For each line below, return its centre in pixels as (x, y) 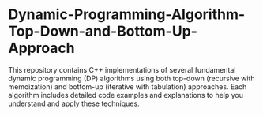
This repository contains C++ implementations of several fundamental (122, 69)
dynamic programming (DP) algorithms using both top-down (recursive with (131, 78)
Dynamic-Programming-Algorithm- (127, 15)
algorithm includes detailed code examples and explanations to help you (126, 95)
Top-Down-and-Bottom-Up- (103, 31)
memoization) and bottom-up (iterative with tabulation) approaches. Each (128, 86)
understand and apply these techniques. (74, 103)
